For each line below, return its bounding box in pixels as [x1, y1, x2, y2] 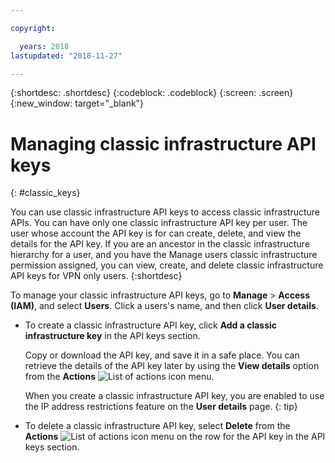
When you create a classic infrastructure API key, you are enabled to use [24, 390, 325, 402]
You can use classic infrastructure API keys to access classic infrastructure [10, 206, 321, 218]
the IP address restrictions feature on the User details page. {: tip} [24, 401, 298, 413]
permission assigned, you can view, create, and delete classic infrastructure [10, 259, 324, 271]
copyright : [10, 23, 56, 33]
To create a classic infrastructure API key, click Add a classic [24, 319, 278, 331]
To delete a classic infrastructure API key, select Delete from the [24, 420, 291, 432]
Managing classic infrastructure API [10, 132, 317, 155]
